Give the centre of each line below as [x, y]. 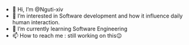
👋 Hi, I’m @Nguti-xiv [37, 9]
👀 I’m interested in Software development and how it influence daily [97, 16]
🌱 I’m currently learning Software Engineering [70, 29]
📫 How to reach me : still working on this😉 [67, 36]
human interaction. [36, 22]
